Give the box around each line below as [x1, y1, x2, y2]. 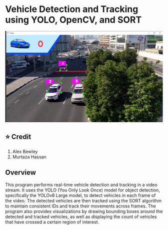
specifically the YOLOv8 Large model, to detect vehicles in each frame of [5, 192, 156, 198]
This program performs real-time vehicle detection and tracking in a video [5, 181, 157, 187]
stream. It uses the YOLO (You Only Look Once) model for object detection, [5, 187, 160, 193]
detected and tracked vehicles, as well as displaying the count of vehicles [5, 213, 157, 219]
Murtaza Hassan [12, 154, 46, 160]
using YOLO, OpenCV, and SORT [5, 14, 142, 26]
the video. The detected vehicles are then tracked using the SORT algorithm [5, 197, 162, 203]
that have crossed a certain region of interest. [5, 219, 99, 225]
